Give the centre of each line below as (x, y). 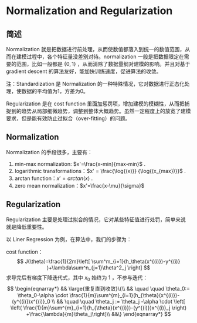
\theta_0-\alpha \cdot (43, 295)
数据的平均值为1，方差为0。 (55, 91)
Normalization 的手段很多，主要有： (49, 152)
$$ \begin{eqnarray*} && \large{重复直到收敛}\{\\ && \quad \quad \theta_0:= (98, 289)
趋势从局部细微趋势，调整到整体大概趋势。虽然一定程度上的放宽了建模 (106, 111)
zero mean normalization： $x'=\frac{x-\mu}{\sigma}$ (79, 185)
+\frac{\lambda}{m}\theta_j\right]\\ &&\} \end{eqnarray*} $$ (98, 314)
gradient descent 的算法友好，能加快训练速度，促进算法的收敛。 (84, 71)
